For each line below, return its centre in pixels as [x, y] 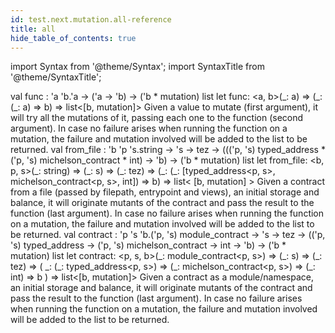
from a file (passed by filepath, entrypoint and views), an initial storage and [165, 192]
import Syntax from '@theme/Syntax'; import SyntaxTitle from [137, 67]
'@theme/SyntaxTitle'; [56, 77]
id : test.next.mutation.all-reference [91, 19]
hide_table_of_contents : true [73, 38]
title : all [33, 29]
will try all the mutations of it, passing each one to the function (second [157, 118]
